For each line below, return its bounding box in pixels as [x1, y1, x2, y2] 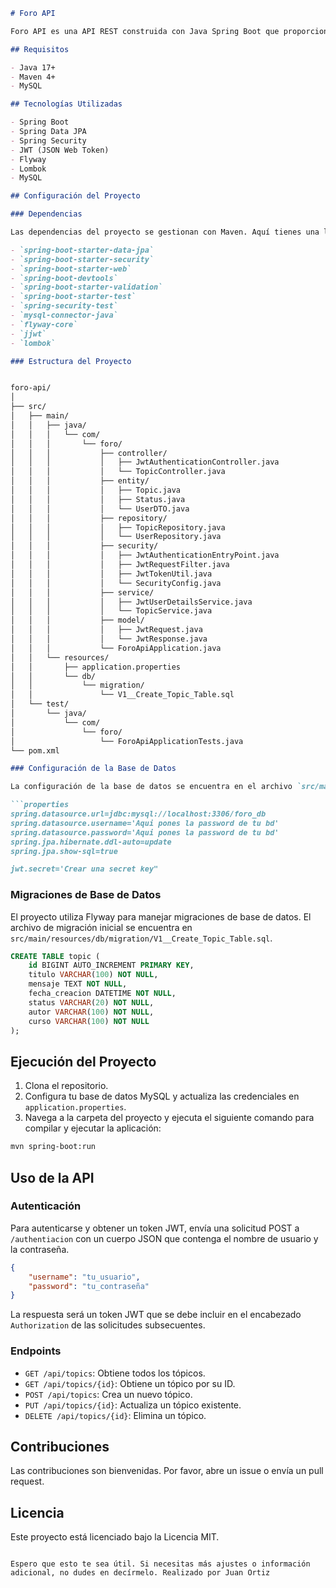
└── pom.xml [10, 745, 60, 756]
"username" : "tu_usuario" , [28, 1272, 141, 1282]
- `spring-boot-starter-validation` [10, 282, 163, 293]
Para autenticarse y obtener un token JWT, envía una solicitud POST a [10, 1222, 300, 1234]
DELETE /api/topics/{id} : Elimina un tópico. [24, 1409, 207, 1421]
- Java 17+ [10, 62, 56, 73]
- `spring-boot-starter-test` [10, 292, 137, 302]
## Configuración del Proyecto [10, 191, 141, 201]
